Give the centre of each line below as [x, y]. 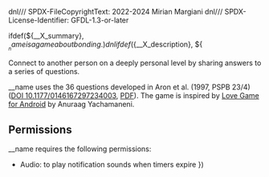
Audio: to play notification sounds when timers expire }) [112, 164]
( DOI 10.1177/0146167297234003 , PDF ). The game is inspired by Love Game [134, 96]
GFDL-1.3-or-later [100, 20]
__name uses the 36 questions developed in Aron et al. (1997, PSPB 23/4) [129, 87]
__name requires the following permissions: [80, 149]
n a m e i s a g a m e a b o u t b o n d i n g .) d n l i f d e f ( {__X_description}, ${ [106, 46]
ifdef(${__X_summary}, [46, 36]
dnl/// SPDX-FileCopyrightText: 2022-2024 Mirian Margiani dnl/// [116, 12]
